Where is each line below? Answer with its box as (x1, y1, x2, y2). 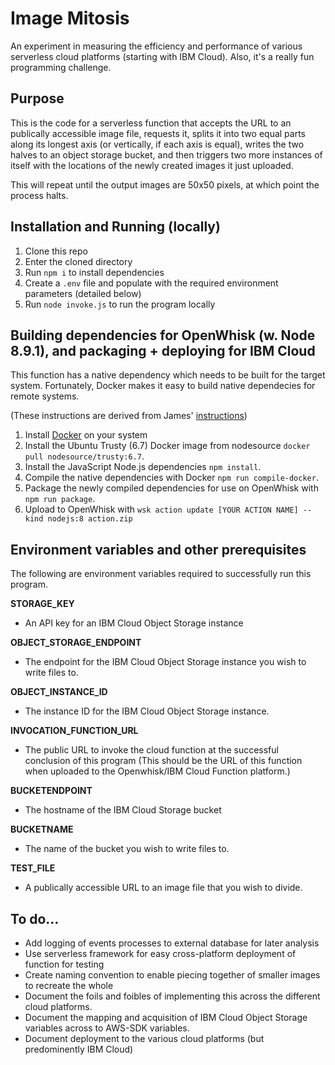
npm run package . (24, 493, 96, 505)
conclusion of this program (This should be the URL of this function (24, 755, 303, 767)
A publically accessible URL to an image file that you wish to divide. (24, 882, 303, 894)
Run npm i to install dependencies (24, 266, 165, 278)
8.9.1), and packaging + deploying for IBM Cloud (10, 342, 316, 359)
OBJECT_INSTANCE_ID (10, 686, 108, 698)
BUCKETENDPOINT (10, 785, 93, 797)
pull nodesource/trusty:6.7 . (24, 450, 145, 462)
